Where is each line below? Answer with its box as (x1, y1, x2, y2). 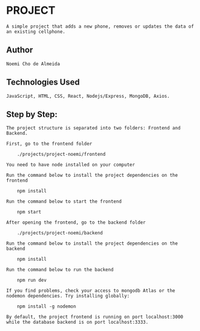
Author (6, 45, 33, 55)
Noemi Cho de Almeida (6, 61, 60, 67)
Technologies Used (6, 77, 80, 88)
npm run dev (17, 277, 47, 284)
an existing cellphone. (6, 28, 66, 35)
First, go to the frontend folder (6, 141, 93, 147)
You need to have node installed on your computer (6, 162, 135, 168)
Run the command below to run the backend (6, 267, 114, 273)
